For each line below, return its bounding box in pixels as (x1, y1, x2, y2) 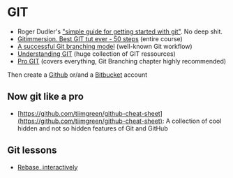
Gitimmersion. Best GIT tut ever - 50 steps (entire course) (17, 34, 183, 43)
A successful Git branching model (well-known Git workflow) (17, 42, 193, 50)
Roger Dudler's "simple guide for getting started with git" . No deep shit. (17, 27, 223, 36)
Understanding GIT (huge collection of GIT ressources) (17, 50, 176, 58)
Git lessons (7, 144, 57, 156)
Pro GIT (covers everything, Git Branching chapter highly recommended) (17, 57, 227, 65)
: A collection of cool (162, 117, 222, 125)
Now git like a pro (7, 91, 84, 103)
